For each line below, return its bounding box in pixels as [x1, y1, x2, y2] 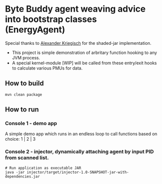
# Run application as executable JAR [5, 166, 81, 170]
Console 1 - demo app [5, 120, 57, 127]
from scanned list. [5, 154, 49, 161]
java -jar [5, 169, 25, 175]
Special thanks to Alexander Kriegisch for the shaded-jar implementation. [5, 40, 152, 46]
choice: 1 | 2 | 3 [5, 136, 36, 142]
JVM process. [12, 55, 40, 60]
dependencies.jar [5, 174, 40, 179]
